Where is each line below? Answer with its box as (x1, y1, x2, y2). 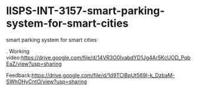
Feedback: (6, 71, 32, 79)
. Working (6, 47, 29, 54)
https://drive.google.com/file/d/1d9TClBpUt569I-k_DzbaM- (31, 71, 175, 79)
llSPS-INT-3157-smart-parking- (6, 4, 165, 18)
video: (6, 54, 22, 61)
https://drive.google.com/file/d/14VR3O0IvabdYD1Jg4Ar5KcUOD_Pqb (21, 54, 191, 61)
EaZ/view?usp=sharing (6, 60, 62, 67)
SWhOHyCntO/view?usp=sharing (6, 78, 87, 85)
